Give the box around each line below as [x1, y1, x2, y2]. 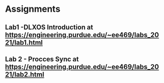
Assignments [5, 3, 61, 15]
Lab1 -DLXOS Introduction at [5, 23, 94, 31]
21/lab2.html [5, 70, 45, 79]
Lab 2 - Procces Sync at [5, 55, 79, 63]
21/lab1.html [5, 38, 43, 47]
